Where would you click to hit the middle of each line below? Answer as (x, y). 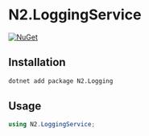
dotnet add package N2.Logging (61, 81)
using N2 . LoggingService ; (52, 125)
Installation (37, 62)
